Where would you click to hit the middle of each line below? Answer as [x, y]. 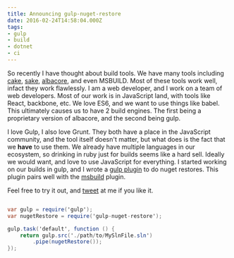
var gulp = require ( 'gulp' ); [50, 209]
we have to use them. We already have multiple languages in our [101, 147]
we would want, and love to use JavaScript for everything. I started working [117, 161]
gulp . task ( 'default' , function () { [61, 229]
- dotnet [20, 47]
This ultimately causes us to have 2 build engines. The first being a [104, 111]
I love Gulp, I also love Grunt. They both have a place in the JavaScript [109, 132]
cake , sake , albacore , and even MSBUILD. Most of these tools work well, [112, 80]
